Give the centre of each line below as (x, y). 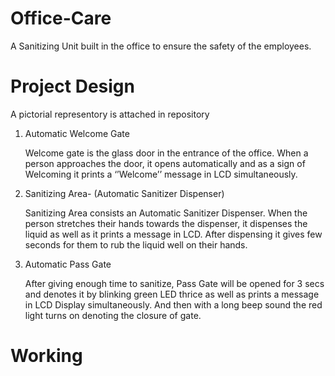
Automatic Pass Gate (68, 264)
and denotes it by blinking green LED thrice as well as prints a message (172, 294)
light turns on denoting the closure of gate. (113, 315)
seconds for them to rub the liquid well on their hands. (136, 244)
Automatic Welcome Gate (77, 133)
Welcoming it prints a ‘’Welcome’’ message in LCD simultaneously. (161, 174)
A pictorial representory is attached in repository (110, 114)
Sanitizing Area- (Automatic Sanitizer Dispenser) (124, 193)
